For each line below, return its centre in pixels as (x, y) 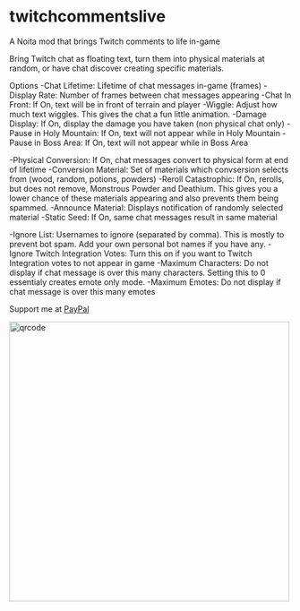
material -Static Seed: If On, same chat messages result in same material (143, 217)
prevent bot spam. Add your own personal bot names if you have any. (137, 244)
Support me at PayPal (49, 309)
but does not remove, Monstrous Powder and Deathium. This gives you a (144, 188)
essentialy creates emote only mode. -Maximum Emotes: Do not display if (145, 282)
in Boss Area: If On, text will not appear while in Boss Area (141, 142)
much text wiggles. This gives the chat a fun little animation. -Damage (138, 114)
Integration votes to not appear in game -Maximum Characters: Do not (139, 262)
